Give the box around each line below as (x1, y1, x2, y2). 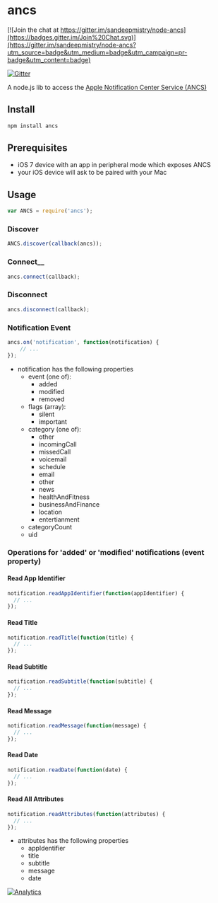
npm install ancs (7, 122, 59, 130)
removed (38, 395, 65, 403)
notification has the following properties (17, 364, 134, 373)
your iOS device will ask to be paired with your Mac (17, 168, 167, 177)
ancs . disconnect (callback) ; (7, 306, 90, 313)
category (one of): (28, 425, 81, 433)
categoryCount (28, 522, 73, 531)
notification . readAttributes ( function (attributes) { (7, 810, 166, 817)
